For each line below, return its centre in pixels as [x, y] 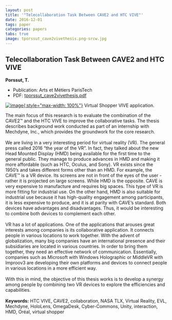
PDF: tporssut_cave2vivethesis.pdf [50, 95]
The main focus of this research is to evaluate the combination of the [78, 115]
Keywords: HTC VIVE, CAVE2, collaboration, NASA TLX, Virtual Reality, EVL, [86, 300]
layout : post [19, 10]
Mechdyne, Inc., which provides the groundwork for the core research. [80, 131]
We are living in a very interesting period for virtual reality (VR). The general [85, 142]
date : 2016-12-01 [24, 20]
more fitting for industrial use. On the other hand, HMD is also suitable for [83, 192]
